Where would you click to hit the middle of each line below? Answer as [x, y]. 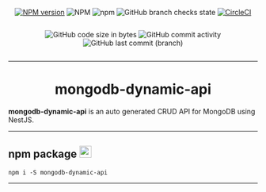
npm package [43, 154]
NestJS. [21, 120]
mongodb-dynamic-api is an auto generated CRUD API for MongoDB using [132, 111]
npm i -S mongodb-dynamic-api [58, 172]
